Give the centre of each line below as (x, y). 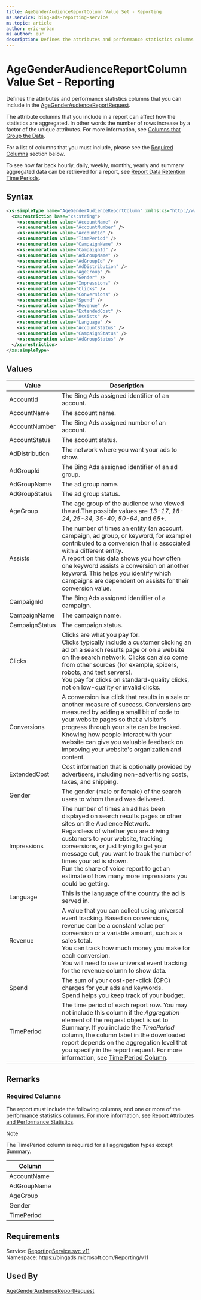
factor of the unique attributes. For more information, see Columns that (94, 129)
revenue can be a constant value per (113, 926)
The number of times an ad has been (114, 809)
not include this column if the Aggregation (121, 1013)
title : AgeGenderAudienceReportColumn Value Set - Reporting (84, 12)
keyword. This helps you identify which (117, 573)
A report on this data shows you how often (121, 558)
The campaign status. (92, 625)
